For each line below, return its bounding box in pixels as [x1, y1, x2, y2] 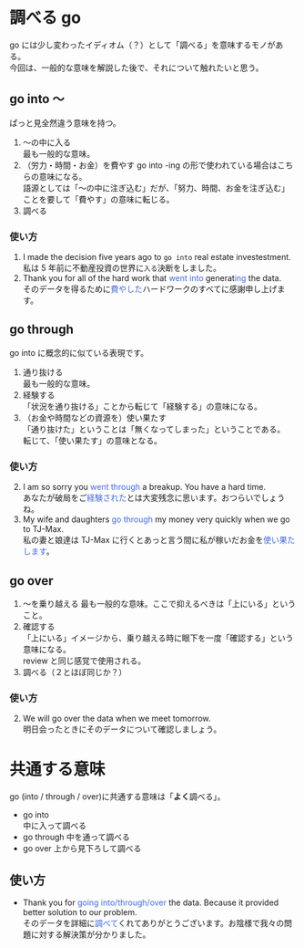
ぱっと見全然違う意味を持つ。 [9, 117, 121, 128]
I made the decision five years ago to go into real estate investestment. [22, 252, 291, 263]
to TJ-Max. [22, 524, 64, 535]
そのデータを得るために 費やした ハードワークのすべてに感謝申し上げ [22, 284, 278, 295]
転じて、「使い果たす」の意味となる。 [22, 434, 162, 446]
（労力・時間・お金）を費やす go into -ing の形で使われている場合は [22, 160, 278, 171]
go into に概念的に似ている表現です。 [9, 347, 148, 358]
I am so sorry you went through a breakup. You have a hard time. [22, 482, 267, 493]
